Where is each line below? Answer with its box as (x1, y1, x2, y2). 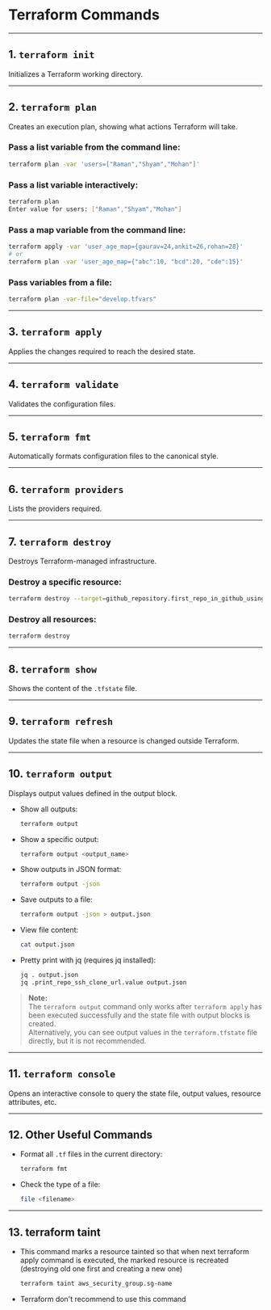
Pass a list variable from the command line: (8, 141, 181, 153)
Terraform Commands (8, 6, 160, 24)
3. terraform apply (8, 325, 102, 339)
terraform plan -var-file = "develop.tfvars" (8, 295, 157, 303)
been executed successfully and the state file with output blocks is (27, 1010, 250, 1020)
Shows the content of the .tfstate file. (8, 684, 138, 693)
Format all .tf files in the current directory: (19, 1149, 163, 1159)
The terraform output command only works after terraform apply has (27, 1001, 262, 1011)
